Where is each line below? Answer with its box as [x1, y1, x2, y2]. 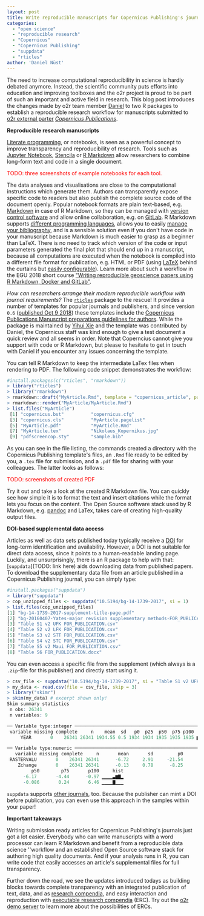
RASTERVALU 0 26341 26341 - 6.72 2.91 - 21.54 [9, 757, 183, 763]
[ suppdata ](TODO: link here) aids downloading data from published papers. [7, 563, 194, 570]
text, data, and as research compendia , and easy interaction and [7, 889, 168, 897]
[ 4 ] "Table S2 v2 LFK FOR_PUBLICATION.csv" [7, 627, 119, 633]
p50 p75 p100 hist [31, 767, 123, 774]
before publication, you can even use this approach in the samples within [7, 797, 189, 804]
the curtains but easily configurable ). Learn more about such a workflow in [7, 265, 193, 272]
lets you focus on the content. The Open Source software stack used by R [7, 501, 191, 508]
